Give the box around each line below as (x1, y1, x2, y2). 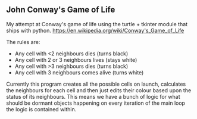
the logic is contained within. (6, 105, 77, 112)
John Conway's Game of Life (6, 5, 115, 15)
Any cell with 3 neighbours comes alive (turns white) (14, 68, 144, 76)
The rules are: (6, 38, 40, 45)
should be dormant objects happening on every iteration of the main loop (6, 99, 186, 107)
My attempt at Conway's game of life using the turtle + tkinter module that (6, 20, 188, 27)
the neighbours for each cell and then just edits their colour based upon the (6, 86, 192, 94)
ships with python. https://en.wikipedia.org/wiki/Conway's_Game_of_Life (6, 27, 185, 34)
